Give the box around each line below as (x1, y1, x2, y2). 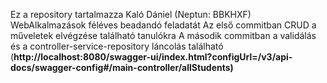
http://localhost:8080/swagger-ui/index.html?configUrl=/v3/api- (13, 51, 293, 63)
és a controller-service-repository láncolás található (10, 40, 224, 52)
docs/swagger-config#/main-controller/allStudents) (10, 62, 234, 73)
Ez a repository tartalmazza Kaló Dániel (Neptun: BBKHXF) (10, 9, 252, 20)
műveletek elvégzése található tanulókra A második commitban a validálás (10, 30, 317, 41)
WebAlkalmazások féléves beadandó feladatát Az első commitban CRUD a (10, 19, 317, 31)
